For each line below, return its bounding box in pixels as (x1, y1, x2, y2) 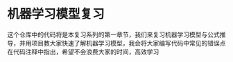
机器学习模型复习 (7, 6, 105, 22)
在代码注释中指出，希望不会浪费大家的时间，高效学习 (7, 48, 159, 56)
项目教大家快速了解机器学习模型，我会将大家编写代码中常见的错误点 (31, 39, 226, 47)
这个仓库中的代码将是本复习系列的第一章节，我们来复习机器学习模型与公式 (7, 30, 220, 39)
